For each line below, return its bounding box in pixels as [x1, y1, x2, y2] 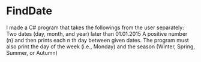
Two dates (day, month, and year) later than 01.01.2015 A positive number [6, 30, 188, 37]
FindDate [6, 4, 53, 18]
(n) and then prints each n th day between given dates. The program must [6, 36, 189, 44]
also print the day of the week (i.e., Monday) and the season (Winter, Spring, [6, 43, 195, 50]
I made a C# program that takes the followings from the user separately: [6, 24, 184, 31]
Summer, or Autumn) [6, 49, 58, 56]
